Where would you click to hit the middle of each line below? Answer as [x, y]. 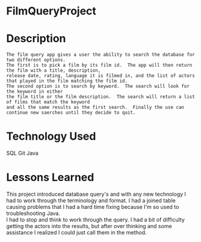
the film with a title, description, [54, 70]
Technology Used [51, 136]
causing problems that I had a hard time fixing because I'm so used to [93, 207]
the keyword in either [35, 92]
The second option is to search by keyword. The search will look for [98, 86]
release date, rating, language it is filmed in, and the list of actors [101, 76]
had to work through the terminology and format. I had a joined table [91, 200]
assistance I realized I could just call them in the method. [76, 232]
